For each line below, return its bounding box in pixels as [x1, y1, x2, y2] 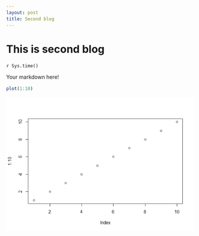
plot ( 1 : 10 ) [6, 86, 33, 92]
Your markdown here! [6, 73, 60, 80]
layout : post [6, 10, 39, 15]
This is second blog [6, 42, 105, 56]
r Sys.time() [6, 63, 39, 69]
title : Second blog [6, 15, 55, 22]
